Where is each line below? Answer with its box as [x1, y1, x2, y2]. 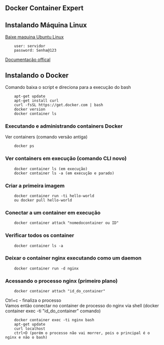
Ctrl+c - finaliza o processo [5, 297, 61, 303]
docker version [14, 107, 46, 112]
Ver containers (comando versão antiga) [5, 134, 88, 140]
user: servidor [14, 44, 46, 49]
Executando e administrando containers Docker [5, 123, 123, 130]
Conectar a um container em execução [5, 209, 101, 216]
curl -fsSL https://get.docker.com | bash [14, 103, 103, 108]
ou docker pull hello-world [14, 198, 72, 203]
